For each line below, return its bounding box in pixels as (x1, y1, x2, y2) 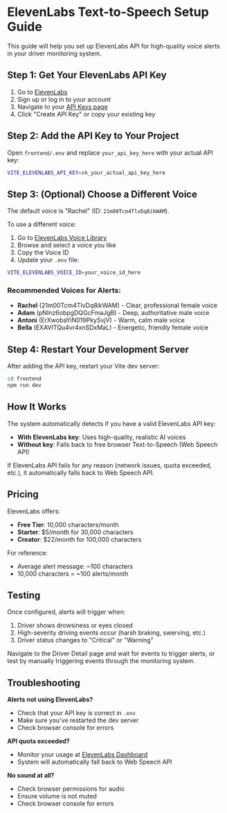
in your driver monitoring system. (7, 49, 102, 58)
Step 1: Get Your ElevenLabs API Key (7, 69, 167, 81)
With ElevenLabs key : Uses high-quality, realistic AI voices (17, 433, 186, 441)
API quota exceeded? (7, 737, 71, 746)
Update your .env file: (17, 256, 80, 264)
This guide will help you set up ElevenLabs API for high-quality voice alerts (7, 42, 220, 50)
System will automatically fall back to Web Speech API (17, 758, 172, 767)
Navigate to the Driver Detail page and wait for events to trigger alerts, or (7, 649, 215, 658)
